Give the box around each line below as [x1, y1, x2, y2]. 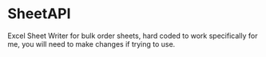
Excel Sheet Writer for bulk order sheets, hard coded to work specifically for [7, 31, 258, 40]
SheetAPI [7, 5, 71, 23]
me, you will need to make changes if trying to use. [7, 39, 176, 48]
